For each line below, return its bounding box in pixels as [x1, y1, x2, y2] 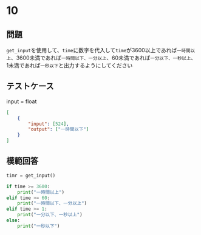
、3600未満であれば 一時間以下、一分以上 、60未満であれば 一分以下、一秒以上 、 [10, 54, 197, 61]
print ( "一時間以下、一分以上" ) [17, 200, 87, 206]
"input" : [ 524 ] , [28, 121, 69, 127]
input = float [6, 98, 37, 105]
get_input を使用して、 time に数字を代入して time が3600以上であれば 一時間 [6, 47, 191, 53]
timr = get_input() [6, 172, 56, 179]
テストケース [6, 81, 54, 92]
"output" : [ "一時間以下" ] [28, 126, 89, 132]
